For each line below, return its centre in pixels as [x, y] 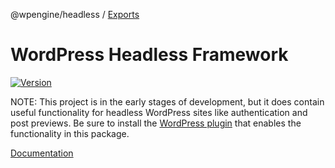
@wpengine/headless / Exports [75, 14]
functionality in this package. [70, 133]
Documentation [42, 153]
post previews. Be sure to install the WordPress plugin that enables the [156, 123]
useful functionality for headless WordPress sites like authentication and [159, 112]
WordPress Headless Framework [149, 55]
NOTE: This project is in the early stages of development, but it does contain [167, 101]
